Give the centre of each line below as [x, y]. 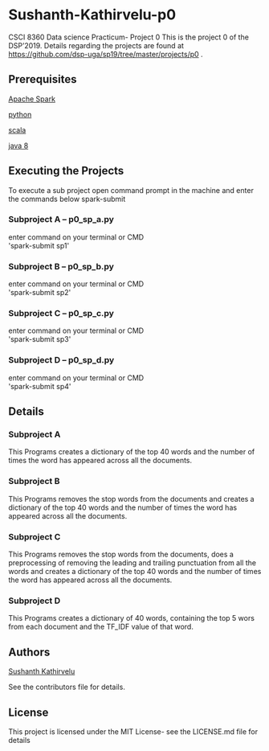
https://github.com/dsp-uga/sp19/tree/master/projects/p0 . [106, 54]
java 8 [18, 146]
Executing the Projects [66, 171]
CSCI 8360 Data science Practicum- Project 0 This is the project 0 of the [128, 37]
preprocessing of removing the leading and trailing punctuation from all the [132, 563]
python [20, 114]
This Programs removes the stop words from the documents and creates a [131, 499]
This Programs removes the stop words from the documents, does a [121, 554]
